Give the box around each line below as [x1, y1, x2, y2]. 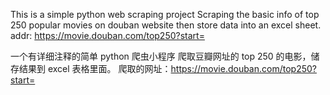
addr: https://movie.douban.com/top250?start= [10, 30, 205, 41]
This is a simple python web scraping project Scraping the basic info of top [10, 9, 320, 20]
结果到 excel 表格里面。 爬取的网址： [18, 63, 172, 74]
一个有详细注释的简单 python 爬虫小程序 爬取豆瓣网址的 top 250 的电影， [10, 50, 312, 62]
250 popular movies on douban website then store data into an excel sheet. [10, 19, 322, 31]
